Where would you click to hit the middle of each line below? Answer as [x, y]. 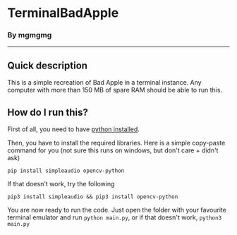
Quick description [48, 65]
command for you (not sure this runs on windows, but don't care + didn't [113, 150]
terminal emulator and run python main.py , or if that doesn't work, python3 [115, 217]
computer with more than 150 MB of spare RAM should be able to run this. [115, 90]
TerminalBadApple [63, 13]
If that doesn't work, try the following [61, 184]
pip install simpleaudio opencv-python [66, 171]
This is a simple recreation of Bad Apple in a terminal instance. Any [105, 83]
